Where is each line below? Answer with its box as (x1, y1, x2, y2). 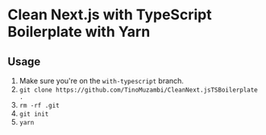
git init (19, 110, 49, 118)
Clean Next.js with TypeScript (7, 6, 212, 24)
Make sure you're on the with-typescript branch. (19, 76, 185, 85)
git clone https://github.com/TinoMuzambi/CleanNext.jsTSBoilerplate (19, 86, 259, 94)
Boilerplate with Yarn (7, 22, 151, 41)
